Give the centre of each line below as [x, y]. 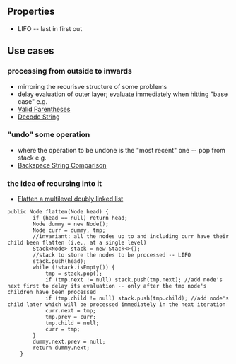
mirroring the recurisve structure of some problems [92, 86]
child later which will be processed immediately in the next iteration [117, 305]
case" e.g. [33, 101]
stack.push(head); [60, 262]
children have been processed [52, 293]
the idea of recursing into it [55, 183]
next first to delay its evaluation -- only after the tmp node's [107, 286]
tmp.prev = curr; [71, 317]
